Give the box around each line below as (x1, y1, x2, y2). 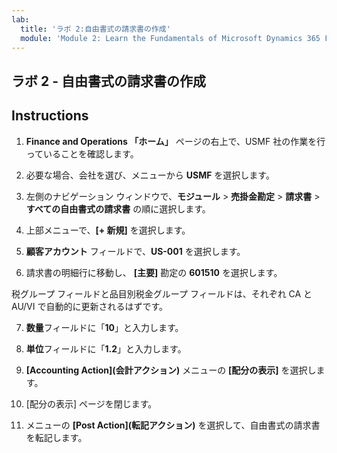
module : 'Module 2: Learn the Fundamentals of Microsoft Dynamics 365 (20, 33, 321, 43)
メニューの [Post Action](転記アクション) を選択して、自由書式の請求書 (25, 419, 321, 431)
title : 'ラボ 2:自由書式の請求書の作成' (20, 24, 171, 34)
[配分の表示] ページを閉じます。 (25, 397, 158, 410)
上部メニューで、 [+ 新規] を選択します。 (25, 224, 191, 236)
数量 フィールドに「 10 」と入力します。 (25, 321, 184, 333)
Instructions (11, 107, 89, 125)
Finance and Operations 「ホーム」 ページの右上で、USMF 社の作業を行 (25, 135, 326, 147)
